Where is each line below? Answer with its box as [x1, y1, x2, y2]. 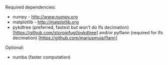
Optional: [5, 45, 24, 50]
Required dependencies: [5, 4, 56, 10]
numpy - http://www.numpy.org [12, 14, 78, 19]
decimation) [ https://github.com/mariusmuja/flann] [12, 35, 118, 41]
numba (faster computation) [12, 54, 71, 60]
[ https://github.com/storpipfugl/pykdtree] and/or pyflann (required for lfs [12, 30, 163, 35]
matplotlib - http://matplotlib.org [12, 19, 79, 25]
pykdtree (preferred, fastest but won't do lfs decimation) [12, 24, 129, 30]
